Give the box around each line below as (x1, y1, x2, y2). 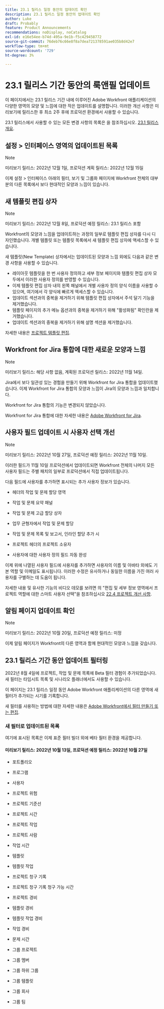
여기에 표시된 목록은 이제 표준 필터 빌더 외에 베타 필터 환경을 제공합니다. (5, 735, 142, 741)
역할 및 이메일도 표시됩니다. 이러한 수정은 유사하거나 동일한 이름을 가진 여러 (10, 568, 154, 574)
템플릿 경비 (12, 905, 34, 910)
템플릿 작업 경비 (12, 915, 43, 921)
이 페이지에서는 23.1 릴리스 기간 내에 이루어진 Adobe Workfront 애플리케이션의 (5, 97, 156, 103)
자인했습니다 (5, 237, 29, 243)
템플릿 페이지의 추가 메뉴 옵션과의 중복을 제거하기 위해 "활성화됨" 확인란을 (12, 307, 154, 313)
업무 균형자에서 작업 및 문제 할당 (12, 520, 74, 526)
